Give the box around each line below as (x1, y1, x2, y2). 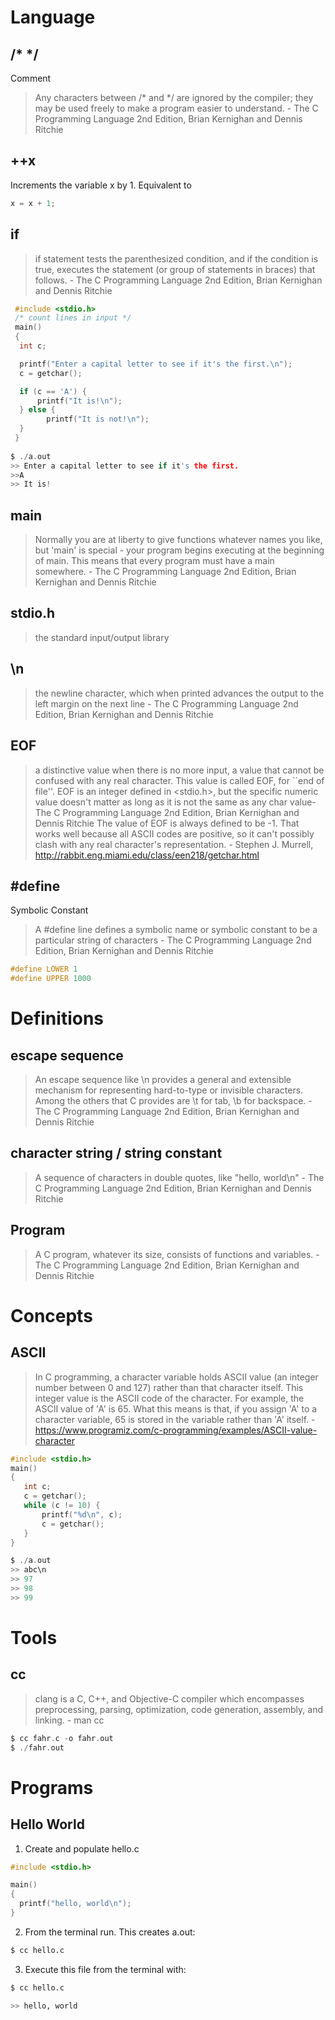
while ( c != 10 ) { (23, 1501, 101, 1511)
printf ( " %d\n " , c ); (41, 1509, 123, 1520)
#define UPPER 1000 (10, 974, 92, 984)
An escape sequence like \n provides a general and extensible (34, 1074, 292, 1086)
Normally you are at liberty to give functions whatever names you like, (34, 534, 323, 546)
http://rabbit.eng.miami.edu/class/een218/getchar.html (34, 849, 260, 861)
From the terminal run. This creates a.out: (24, 1926, 196, 1938)
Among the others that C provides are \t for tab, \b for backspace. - (34, 1095, 313, 1107)
